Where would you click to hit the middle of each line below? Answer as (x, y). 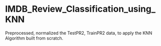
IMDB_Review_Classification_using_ (80, 9)
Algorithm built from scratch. (34, 38)
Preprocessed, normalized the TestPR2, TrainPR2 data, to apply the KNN (79, 33)
